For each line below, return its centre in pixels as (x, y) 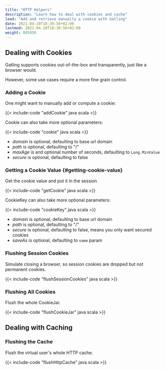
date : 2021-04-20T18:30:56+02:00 (40, 24)
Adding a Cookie (26, 92)
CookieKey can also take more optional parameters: (58, 200)
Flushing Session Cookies (37, 253)
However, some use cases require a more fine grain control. (66, 79)
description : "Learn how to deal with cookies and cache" (66, 14)
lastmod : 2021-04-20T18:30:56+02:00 (43, 28)
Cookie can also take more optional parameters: (54, 122)
